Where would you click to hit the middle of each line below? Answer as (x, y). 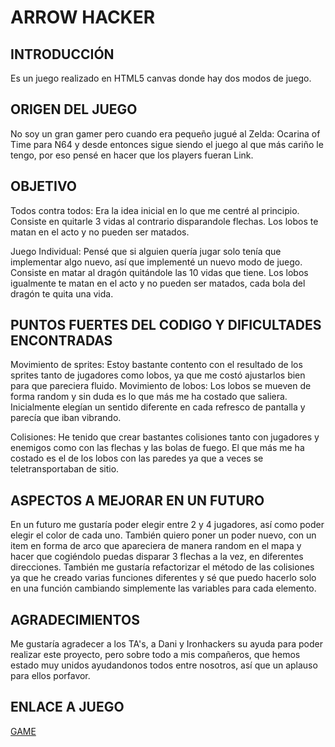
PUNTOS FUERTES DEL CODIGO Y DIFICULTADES (166, 325)
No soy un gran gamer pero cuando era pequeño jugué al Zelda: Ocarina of (165, 133)
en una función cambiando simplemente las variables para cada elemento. (163, 588)
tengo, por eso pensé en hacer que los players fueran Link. (132, 155)
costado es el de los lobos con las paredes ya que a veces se (137, 458)
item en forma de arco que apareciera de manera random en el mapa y (156, 546)
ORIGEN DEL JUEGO (74, 109)
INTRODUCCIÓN (62, 54)
